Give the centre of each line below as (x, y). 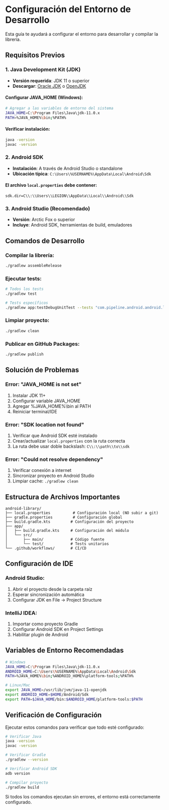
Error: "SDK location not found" (45, 424)
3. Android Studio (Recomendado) (48, 208)
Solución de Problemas (42, 370)
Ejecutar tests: (23, 279)
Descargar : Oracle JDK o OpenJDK (49, 86)
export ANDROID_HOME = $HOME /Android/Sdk (47, 695)
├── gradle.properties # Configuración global (64, 517)
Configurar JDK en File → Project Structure (57, 600)
